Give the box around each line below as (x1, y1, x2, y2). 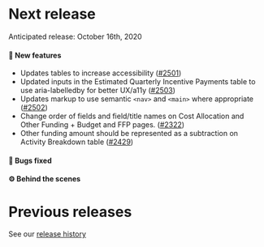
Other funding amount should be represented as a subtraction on (19, 129, 238, 138)
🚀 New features (8, 50, 62, 60)
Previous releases (8, 202, 132, 221)
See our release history (8, 229, 87, 239)
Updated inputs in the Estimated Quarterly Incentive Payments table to (19, 77, 256, 87)
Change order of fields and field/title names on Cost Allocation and (19, 111, 245, 121)
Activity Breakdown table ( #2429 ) (19, 137, 134, 147)
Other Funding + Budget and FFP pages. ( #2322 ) (19, 120, 185, 130)
